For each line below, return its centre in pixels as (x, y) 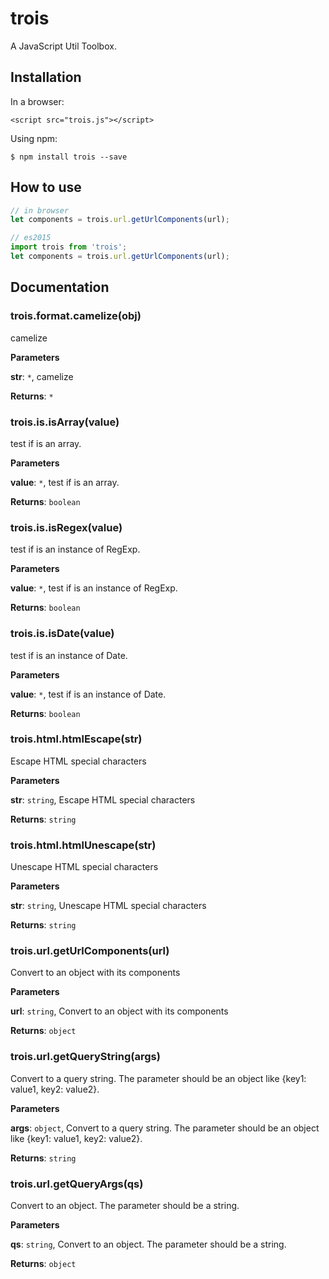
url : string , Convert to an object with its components (119, 1011)
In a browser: (37, 101)
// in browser (40, 210)
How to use (46, 187)
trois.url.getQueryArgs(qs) (77, 1184)
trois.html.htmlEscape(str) (76, 739)
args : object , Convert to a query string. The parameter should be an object (165, 1128)
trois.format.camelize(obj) (76, 316)
